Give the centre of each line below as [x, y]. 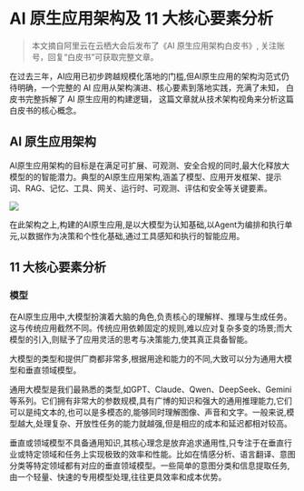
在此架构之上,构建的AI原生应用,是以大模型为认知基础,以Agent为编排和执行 [147, 225]
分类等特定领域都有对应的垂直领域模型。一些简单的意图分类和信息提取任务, [150, 466]
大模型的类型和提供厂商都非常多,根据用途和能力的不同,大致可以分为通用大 [147, 359]
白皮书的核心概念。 [45, 110]
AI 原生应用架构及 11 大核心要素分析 [142, 19]
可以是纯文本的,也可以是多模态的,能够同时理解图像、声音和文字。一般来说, [148, 412]
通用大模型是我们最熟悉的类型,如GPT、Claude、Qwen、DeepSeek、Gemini [151, 390]
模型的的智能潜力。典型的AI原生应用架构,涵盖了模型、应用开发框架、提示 [146, 176]
